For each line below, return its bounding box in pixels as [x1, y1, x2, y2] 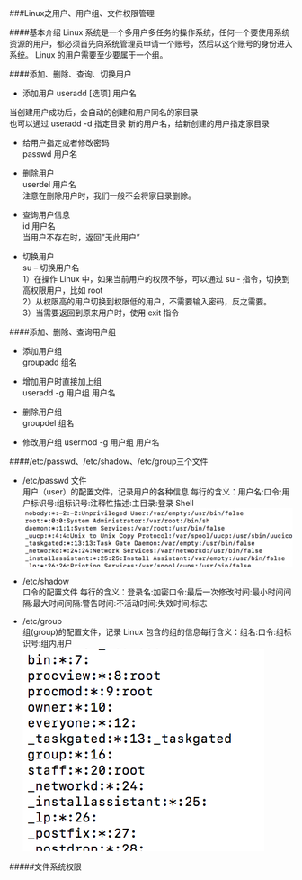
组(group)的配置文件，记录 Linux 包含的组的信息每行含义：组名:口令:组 [22, 627, 285, 638]
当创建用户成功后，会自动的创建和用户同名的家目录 [9, 107, 199, 117]
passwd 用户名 [22, 149, 78, 159]
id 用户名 [22, 221, 56, 231]
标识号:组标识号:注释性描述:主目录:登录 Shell [30, 498, 195, 508]
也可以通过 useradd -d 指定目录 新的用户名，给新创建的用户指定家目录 [9, 118, 270, 129]
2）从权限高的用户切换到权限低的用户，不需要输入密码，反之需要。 [22, 296, 272, 306]
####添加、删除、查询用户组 [9, 327, 117, 337]
